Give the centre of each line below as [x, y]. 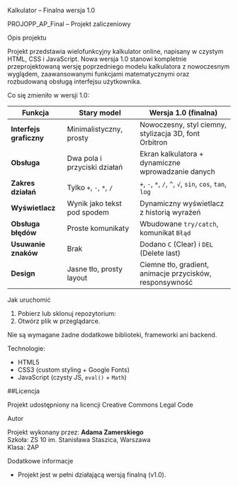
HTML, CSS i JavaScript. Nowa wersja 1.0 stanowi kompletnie [97, 59]
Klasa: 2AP [23, 447]
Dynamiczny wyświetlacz [182, 203]
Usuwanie [28, 244]
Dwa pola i [85, 158]
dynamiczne [160, 163]
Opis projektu [27, 38]
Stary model [100, 113]
